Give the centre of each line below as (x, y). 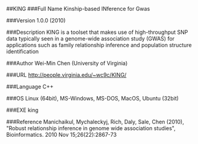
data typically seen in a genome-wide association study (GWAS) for (91, 38)
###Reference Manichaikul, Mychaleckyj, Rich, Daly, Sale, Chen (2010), (95, 122)
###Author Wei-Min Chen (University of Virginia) (67, 63)
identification (23, 51)
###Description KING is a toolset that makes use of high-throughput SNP (97, 32)
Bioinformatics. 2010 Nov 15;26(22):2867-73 (62, 135)
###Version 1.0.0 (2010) (36, 20)
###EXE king (22, 110)
